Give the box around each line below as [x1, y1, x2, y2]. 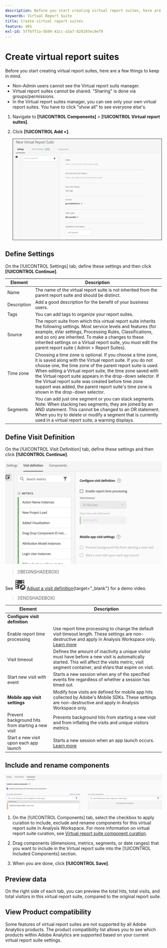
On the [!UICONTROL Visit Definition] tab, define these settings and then [5, 446, 154, 452]
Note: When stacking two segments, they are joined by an [35, 401, 153, 407]
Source [7, 331, 22, 337]
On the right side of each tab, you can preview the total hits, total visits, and [5, 888, 160, 894]
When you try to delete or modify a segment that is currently [35, 412, 159, 418]
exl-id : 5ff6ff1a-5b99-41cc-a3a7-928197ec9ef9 [5, 29, 103, 34]
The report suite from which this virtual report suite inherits [35, 318, 156, 324]
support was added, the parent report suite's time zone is [35, 384, 153, 390]
